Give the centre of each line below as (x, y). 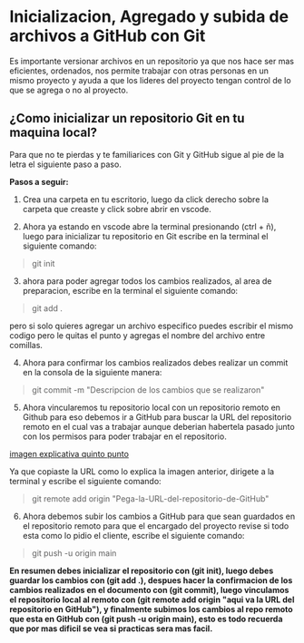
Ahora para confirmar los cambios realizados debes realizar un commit (155, 362)
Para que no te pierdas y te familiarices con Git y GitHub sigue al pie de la (147, 154)
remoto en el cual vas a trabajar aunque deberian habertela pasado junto (158, 426)
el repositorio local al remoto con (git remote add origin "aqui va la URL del (152, 599)
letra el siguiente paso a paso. (66, 164)
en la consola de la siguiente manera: (92, 372)
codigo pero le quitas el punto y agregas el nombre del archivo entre (137, 335)
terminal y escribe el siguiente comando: (85, 481)
